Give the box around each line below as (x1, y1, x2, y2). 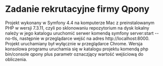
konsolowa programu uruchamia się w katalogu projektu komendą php (5, 46, 149, 52)
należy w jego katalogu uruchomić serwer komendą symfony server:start (5, 30, 154, 36)
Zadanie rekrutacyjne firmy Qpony (5, 3, 150, 15)
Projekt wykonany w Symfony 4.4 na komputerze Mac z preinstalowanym (5, 20, 155, 26)
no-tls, (5, 35, 19, 41)
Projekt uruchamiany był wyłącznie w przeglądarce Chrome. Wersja (5, 40, 143, 46)
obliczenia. (5, 56, 27, 62)
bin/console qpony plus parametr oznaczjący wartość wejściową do (5, 51, 144, 57)
